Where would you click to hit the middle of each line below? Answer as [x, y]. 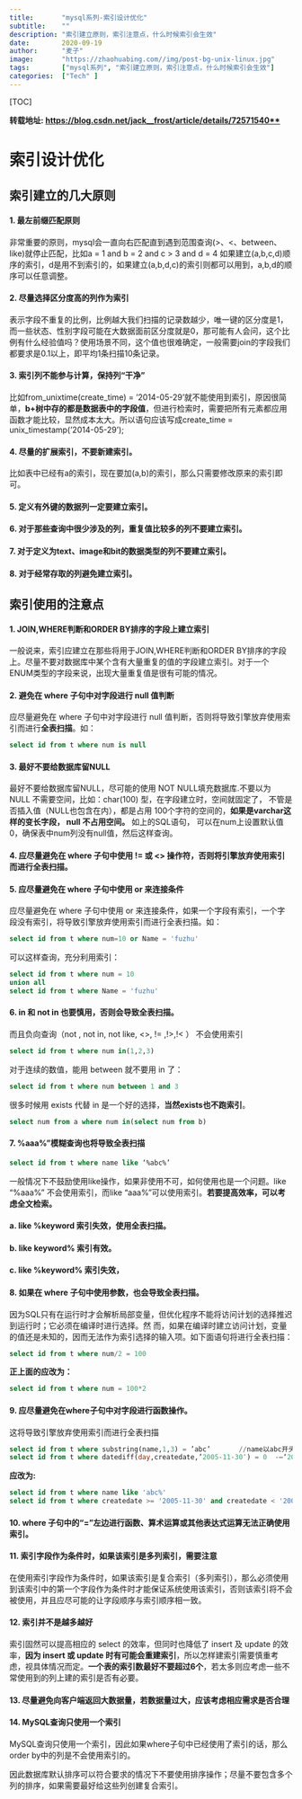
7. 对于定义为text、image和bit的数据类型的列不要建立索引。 [120, 551]
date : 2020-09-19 [56, 43]
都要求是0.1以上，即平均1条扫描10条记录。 [87, 353]
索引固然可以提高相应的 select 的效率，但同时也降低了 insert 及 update [140, 1644]
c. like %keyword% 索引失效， [67, 1270]
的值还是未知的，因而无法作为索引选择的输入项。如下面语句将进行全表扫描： [151, 1336]
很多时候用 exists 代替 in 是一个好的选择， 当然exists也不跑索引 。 [130, 1104]
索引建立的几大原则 [62, 195]
